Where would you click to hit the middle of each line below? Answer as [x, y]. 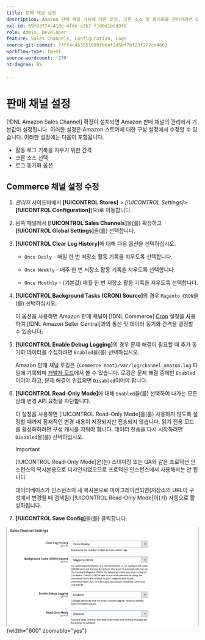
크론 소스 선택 [31, 158]
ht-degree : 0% [24, 64]
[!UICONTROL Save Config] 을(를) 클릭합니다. [71, 518]
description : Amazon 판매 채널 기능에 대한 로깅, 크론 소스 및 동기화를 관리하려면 [100, 19]
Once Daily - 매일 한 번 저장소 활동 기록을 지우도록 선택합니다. [98, 257]
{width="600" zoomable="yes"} [47, 631]
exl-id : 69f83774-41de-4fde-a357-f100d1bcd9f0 [67, 26]
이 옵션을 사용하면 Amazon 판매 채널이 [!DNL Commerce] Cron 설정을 [100, 316]
